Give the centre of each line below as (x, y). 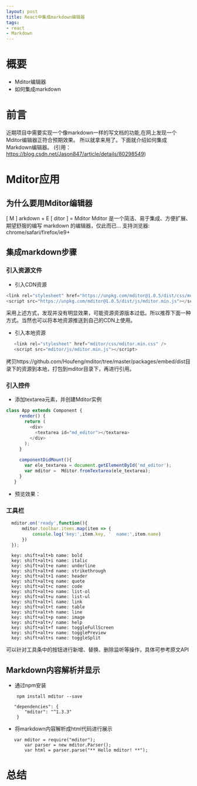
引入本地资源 (30, 333)
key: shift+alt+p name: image (48, 618)
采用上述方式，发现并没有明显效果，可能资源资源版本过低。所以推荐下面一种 (98, 313)
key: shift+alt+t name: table (48, 607)
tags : (13, 22)
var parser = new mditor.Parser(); (68, 745)
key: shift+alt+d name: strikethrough (59, 571)
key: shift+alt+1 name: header (50, 576)
